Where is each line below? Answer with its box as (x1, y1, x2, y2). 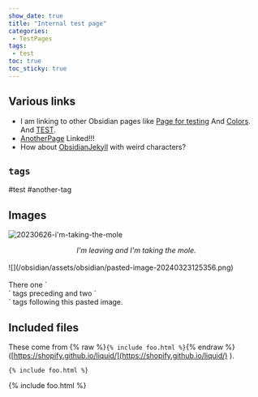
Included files (8, 321, 80, 335)
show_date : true (8, 11, 63, 20)
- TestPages (11, 34, 53, 43)
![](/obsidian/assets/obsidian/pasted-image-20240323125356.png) (8, 263, 234, 272)
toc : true (8, 58, 42, 66)
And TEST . (19, 125, 57, 134)
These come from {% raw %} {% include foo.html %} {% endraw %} (8, 342, 235, 352)
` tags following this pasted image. (8, 297, 123, 307)
